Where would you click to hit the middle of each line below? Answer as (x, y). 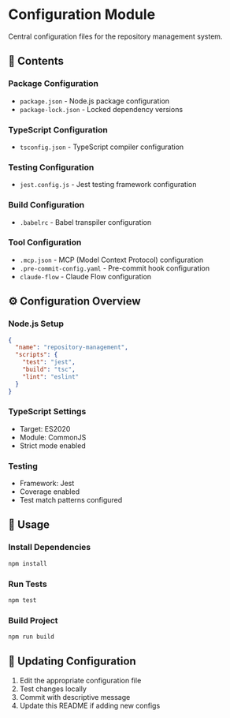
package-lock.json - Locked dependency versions (101, 109)
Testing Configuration (51, 167)
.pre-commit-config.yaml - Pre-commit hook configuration (115, 268)
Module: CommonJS (53, 437)
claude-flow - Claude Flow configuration (85, 276)
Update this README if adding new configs (90, 705)
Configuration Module (82, 15)
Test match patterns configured (71, 500)
